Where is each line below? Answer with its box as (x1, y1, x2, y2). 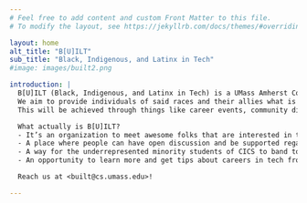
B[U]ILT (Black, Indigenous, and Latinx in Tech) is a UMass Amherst (17, 88, 288, 97)
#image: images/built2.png (9, 64, 112, 73)
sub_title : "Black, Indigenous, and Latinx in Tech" (9, 56, 215, 65)
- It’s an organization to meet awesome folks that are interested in (17, 130, 292, 139)
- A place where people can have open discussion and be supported (17, 138, 281, 148)
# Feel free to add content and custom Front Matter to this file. (9, 13, 272, 23)
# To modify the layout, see (9, 22, 121, 31)
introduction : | (9, 80, 71, 89)
